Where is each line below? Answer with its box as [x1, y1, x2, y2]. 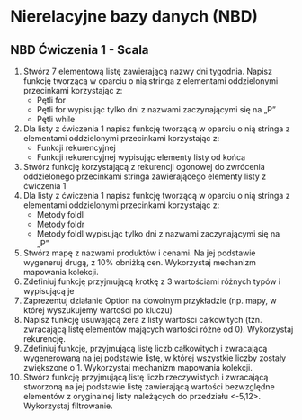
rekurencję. [22, 334, 67, 344]
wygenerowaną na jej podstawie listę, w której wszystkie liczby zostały [22, 353, 287, 363]
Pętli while [36, 114, 75, 124]
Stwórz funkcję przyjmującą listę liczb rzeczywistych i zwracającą [22, 371, 269, 382]
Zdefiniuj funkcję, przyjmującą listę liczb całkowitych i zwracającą [22, 344, 268, 353]
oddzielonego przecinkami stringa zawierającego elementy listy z [22, 171, 267, 182]
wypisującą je [22, 286, 75, 296]
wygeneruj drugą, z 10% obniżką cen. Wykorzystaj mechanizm [22, 257, 257, 267]
